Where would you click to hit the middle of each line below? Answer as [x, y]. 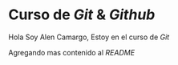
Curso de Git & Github [82, 15]
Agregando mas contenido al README [71, 52]
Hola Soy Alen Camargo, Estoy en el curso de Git [89, 37]
